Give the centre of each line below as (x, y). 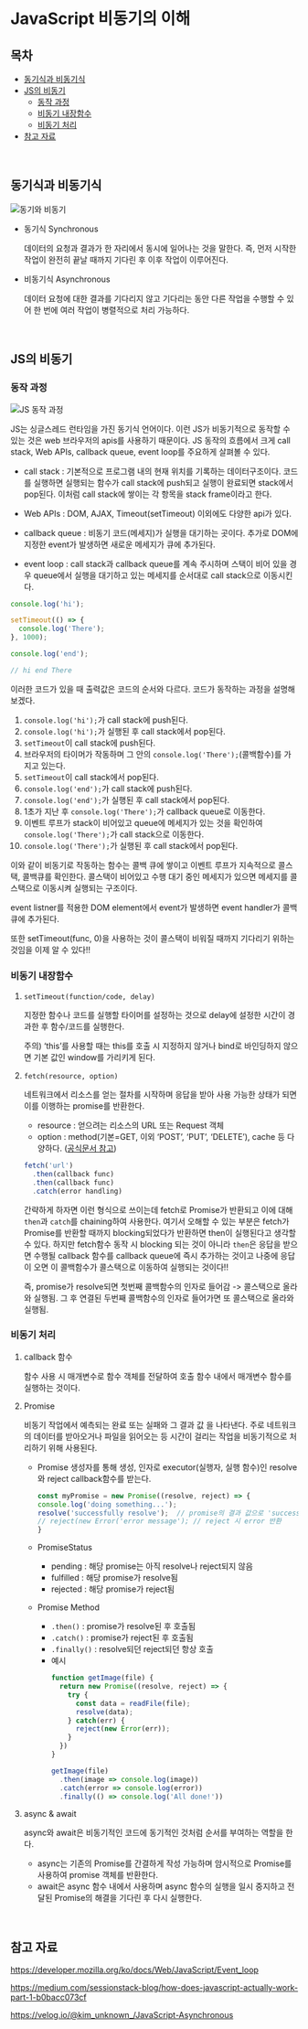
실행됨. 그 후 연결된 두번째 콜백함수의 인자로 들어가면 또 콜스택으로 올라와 (164, 1298)
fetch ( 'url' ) (48, 1166)
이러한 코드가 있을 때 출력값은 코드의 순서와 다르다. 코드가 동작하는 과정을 (141, 689)
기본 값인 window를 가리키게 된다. (95, 1057)
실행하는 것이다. (52, 1388)
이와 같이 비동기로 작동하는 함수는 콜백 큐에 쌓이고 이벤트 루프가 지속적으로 (143, 864)
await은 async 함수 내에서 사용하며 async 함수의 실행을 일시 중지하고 (161, 1886)
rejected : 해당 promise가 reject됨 (113, 1589)
